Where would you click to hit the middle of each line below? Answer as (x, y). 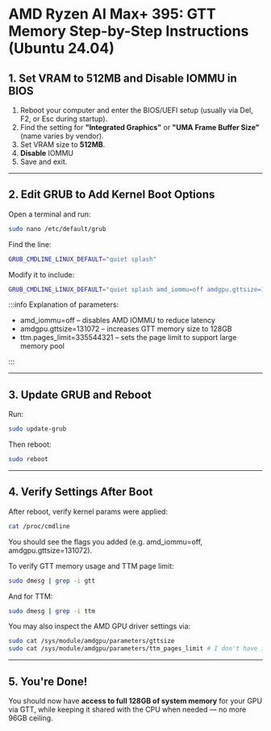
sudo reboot (28, 460)
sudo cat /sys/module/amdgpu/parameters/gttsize (92, 641)
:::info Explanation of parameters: (64, 305)
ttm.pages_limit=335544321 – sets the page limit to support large (128, 338)
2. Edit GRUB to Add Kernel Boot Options (112, 195)
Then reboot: (30, 444)
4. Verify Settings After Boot (81, 492)
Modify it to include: (42, 275)
